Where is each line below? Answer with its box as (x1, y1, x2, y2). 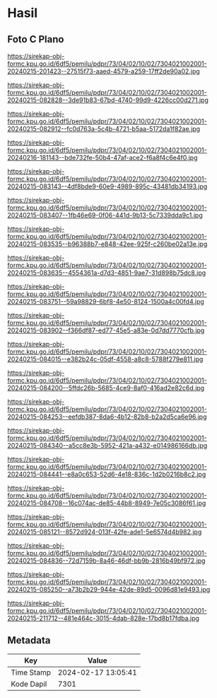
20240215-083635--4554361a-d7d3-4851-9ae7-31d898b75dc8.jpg (7, 269, 206, 277)
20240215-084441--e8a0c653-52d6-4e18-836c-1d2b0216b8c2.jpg (7, 470, 206, 478)
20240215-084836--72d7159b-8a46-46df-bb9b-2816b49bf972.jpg (7, 556, 206, 565)
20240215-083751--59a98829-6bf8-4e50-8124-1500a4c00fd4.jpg (7, 298, 205, 305)
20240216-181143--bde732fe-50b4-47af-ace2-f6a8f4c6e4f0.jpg (7, 154, 198, 162)
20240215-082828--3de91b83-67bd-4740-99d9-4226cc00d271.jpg (7, 96, 209, 104)
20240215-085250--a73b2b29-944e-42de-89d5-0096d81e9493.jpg (7, 585, 211, 593)
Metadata (7, 634, 51, 646)
